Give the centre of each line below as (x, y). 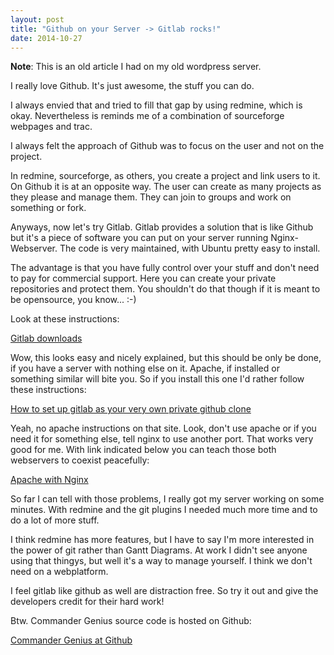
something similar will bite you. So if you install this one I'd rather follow (157, 379)
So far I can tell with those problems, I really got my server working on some (167, 499)
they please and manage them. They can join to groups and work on (151, 197)
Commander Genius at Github (71, 640)
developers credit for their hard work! (87, 602)
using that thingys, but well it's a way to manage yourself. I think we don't (161, 561)
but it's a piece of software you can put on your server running (139, 238)
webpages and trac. (51, 127)
